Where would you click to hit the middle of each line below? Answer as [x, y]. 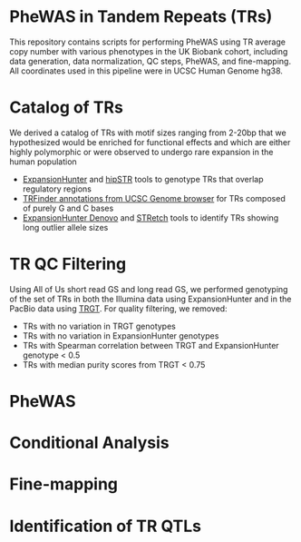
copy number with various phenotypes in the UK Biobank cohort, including [149, 51]
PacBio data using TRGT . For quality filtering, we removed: [119, 308]
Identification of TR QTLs [106, 526]
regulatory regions [57, 189]
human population [43, 162]
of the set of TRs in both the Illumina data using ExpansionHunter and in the [150, 299]
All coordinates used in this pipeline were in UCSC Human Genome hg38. [146, 71]
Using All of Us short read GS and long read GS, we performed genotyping [149, 289]
